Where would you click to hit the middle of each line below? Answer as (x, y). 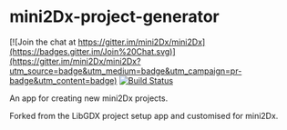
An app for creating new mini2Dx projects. (89, 98)
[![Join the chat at (43, 42)
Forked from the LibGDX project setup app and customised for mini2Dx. (144, 115)
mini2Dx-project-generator (115, 17)
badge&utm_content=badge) (63, 80)
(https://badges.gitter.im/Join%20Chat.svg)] (92, 51)
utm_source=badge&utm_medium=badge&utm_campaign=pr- (126, 71)
